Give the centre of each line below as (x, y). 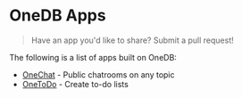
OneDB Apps (58, 16)
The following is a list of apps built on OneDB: (93, 57)
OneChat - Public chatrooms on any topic (98, 74)
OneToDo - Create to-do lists (75, 84)
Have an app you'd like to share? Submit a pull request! (132, 40)
